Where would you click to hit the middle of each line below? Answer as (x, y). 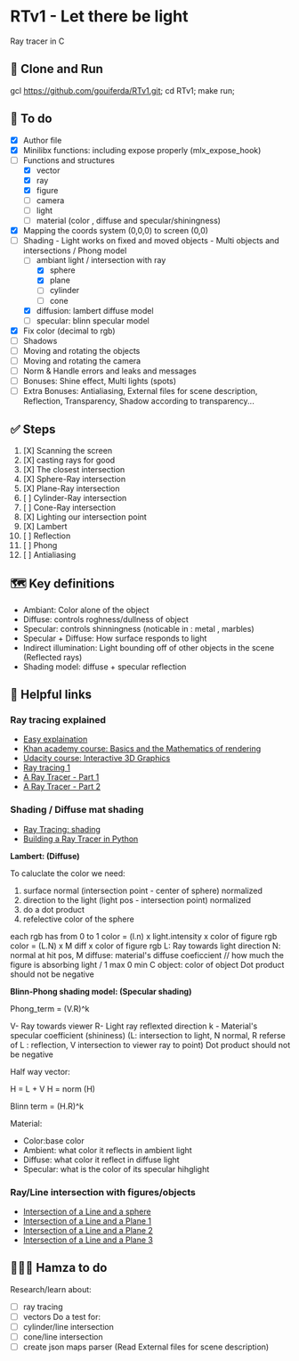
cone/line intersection (63, 1337)
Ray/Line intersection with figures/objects (103, 1192)
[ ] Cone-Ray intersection (69, 507)
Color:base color (54, 1140)
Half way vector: (40, 1071)
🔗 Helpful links (51, 695)
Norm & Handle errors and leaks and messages (109, 371)
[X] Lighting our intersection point (85, 517)
